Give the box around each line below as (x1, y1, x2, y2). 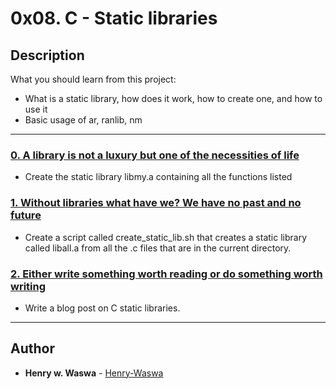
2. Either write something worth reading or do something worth (10, 267, 323, 281)
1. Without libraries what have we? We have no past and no (10, 196, 302, 210)
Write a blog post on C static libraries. (24, 302, 181, 314)
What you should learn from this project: (10, 73, 177, 85)
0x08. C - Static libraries (10, 7, 218, 30)
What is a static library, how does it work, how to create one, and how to (24, 93, 323, 104)
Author (10, 340, 55, 357)
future (10, 208, 42, 222)
